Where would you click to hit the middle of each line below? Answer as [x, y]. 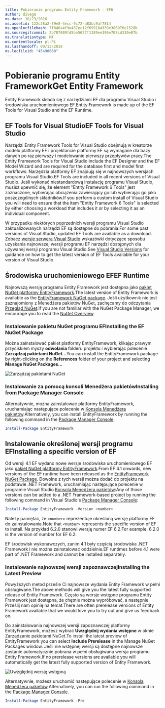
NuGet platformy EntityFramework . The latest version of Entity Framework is [82, 292]
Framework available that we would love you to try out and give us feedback [82, 610]
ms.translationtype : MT [30, 38]
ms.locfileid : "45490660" [32, 51]
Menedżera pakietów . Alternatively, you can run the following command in [80, 686]
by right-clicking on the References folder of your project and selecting [78, 359]
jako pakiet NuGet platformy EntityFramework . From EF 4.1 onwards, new [78, 469]
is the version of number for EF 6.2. [41, 535]
